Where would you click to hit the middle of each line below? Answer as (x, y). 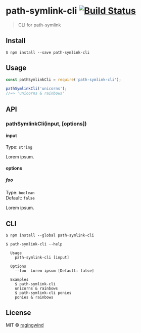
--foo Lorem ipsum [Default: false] (55, 271)
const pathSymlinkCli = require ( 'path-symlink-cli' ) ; (64, 79)
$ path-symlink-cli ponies (43, 293)
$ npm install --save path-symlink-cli (48, 52)
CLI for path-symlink (39, 25)
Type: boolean (20, 193)
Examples (19, 280)
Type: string (19, 147)
